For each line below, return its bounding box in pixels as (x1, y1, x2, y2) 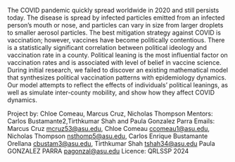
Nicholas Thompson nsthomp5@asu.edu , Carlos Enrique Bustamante (7, 132, 208, 140)
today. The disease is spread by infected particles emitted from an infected (7, 13, 225, 22)
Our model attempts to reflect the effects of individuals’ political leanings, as (7, 81, 229, 89)
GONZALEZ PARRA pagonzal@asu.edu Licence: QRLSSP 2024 (7, 147, 189, 155)
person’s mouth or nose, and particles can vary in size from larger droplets (7, 21, 224, 29)
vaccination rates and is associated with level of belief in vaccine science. (7, 58, 222, 66)
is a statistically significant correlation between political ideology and (7, 44, 208, 51)
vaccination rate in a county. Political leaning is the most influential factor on (7, 51, 229, 59)
